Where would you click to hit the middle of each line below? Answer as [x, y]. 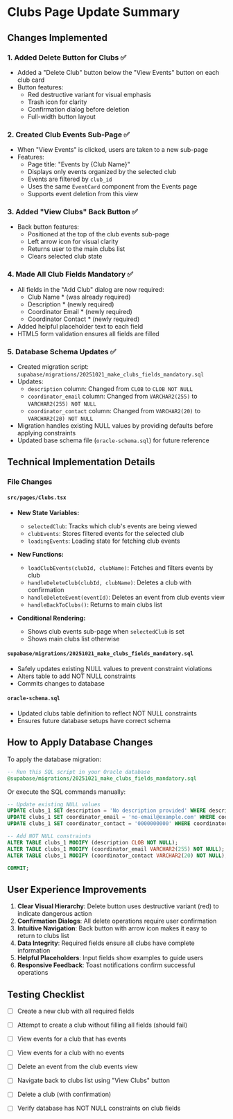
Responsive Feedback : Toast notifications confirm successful [106, 965]
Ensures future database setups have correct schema [94, 720]
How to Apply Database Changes [80, 743]
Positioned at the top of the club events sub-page [98, 234]
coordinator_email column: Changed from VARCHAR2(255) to [112, 397]
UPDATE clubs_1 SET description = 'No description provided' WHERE [107, 811]
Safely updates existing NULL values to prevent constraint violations [115, 668]
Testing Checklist [46, 995]
